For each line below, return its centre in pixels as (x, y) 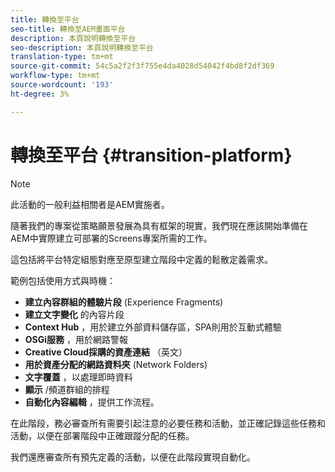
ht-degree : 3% (40, 94)
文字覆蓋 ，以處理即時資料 (78, 377)
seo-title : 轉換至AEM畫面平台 (68, 29)
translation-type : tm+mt (62, 57)
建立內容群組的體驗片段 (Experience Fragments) (124, 302)
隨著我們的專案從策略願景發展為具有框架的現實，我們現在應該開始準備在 (159, 225)
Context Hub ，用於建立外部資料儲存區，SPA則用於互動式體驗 (153, 327)
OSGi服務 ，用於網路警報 (76, 339)
